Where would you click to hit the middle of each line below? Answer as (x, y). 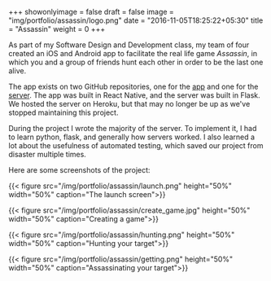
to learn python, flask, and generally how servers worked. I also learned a (131, 137)
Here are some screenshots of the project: (79, 170)
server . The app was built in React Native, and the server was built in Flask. (134, 95)
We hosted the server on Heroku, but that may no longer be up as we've (129, 104)
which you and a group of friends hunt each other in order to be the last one (136, 62)
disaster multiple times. (48, 154)
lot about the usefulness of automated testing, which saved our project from (136, 145)
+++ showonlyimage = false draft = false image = (92, 12)
